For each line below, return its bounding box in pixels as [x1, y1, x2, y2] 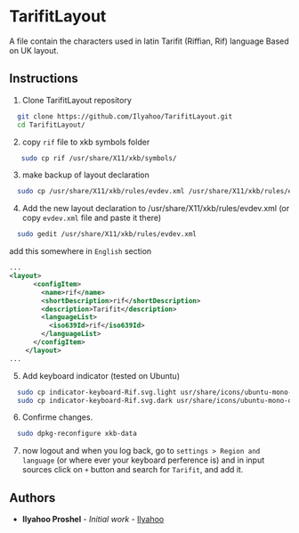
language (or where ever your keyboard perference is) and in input [21, 455, 265, 465]
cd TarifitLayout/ [17, 120, 86, 129]
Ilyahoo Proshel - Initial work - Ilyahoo [21, 514, 165, 525]
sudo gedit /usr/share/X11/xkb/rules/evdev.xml [17, 230, 198, 239]
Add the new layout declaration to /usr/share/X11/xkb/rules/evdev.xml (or [21, 203, 290, 214]
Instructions [9, 71, 78, 86]
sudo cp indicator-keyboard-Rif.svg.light [17, 388, 177, 397]
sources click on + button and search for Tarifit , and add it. [21, 464, 244, 475]
